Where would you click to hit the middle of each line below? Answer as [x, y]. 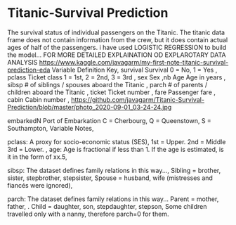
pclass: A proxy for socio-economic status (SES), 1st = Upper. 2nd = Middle [117, 141]
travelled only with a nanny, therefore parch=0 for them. [88, 214]
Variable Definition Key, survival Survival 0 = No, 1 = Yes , [135, 70]
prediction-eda [29, 70]
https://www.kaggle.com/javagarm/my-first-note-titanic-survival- [134, 62]
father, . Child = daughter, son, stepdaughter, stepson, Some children [107, 206]
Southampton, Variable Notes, [51, 128]
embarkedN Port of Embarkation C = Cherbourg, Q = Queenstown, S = [110, 120]
